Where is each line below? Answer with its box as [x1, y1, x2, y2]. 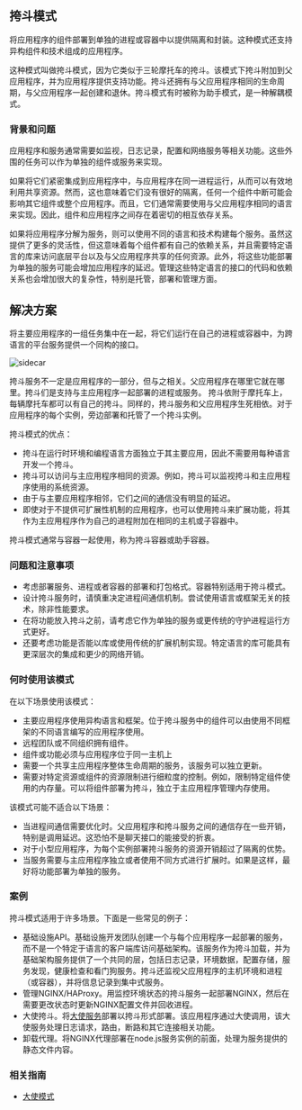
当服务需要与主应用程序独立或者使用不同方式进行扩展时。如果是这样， [22, 854, 283, 865]
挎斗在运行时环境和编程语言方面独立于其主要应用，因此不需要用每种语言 [22, 447, 290, 458]
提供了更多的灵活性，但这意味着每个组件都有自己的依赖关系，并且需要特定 [9, 239, 285, 250]
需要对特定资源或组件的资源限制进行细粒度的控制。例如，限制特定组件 [22, 771, 283, 781]
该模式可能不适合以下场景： [9, 801, 112, 812]
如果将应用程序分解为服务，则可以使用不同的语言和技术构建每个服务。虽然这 [9, 229, 293, 239]
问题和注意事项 [9, 559, 75, 572]
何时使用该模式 [9, 673, 75, 686]
